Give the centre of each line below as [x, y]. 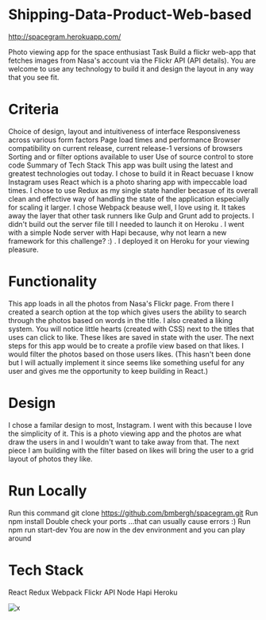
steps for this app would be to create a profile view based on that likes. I [126, 345]
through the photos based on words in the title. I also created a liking [120, 320]
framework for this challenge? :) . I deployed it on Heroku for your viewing [129, 241]
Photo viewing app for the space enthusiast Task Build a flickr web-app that [132, 52]
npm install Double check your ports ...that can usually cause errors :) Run [130, 521]
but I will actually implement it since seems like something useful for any [126, 362]
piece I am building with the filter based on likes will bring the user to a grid [131, 450]
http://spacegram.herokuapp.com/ [65, 37]
